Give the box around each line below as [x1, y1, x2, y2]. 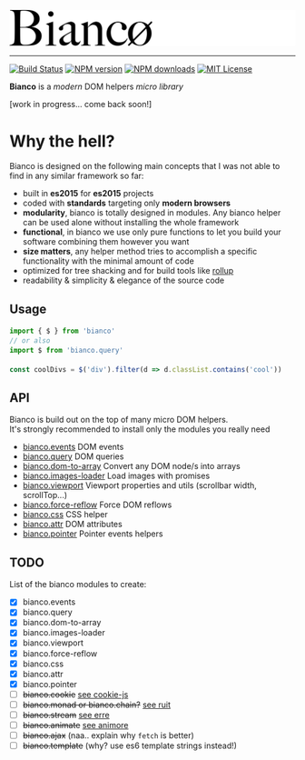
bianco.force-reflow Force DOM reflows [22, 499, 172, 510]
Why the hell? [9, 131, 115, 151]
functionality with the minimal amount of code [22, 255, 195, 266]
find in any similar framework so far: [9, 170, 144, 182]
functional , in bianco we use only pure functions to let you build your [22, 226, 281, 237]
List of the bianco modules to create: [9, 579, 147, 590]
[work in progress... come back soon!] [9, 99, 152, 110]
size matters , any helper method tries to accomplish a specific [22, 246, 258, 257]
